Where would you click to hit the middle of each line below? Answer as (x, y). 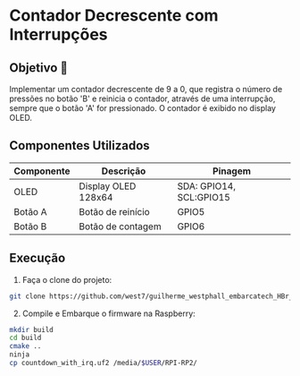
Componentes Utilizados (79, 145)
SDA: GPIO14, (207, 186)
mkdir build (31, 329)
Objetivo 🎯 (39, 68)
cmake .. (25, 346)
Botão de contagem (121, 226)
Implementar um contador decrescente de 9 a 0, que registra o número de (146, 89)
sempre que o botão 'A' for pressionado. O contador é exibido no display (143, 108)
